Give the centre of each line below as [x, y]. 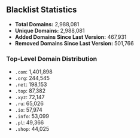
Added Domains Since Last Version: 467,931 [71, 37]
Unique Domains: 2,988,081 [50, 30]
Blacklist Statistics [42, 10]
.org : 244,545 [32, 78]
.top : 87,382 [30, 91]
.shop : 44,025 [32, 129]
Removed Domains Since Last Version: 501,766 [74, 43]
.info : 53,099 [32, 116]
